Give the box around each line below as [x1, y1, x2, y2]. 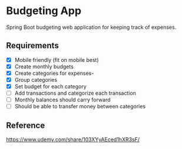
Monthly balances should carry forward [14, 96, 111, 104]
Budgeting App [6, 4, 81, 18]
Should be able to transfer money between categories [14, 103, 146, 110]
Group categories [14, 76, 58, 83]
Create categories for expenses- [14, 69, 94, 77]
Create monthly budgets [14, 63, 74, 70]
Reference [6, 120, 45, 130]
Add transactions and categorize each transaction [14, 90, 137, 97]
